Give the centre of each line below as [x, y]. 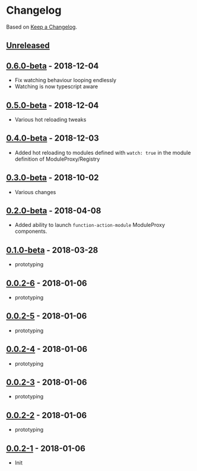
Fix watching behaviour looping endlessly [66, 80]
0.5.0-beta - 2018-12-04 [53, 105]
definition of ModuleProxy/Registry [57, 159]
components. [31, 231]
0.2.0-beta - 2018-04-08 [54, 210]
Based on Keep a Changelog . [42, 27]
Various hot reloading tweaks [50, 119]
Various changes [35, 192]
